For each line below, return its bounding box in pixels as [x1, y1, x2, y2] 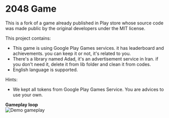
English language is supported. [12, 67, 78, 73]
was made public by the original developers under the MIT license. [5, 25, 146, 31]
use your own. [12, 92, 43, 98]
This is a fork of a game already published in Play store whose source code [5, 20, 164, 26]
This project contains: [5, 35, 51, 41]
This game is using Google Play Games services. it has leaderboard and [12, 45, 164, 51]
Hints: [5, 76, 18, 82]
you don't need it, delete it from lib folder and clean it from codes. [12, 61, 152, 67]
